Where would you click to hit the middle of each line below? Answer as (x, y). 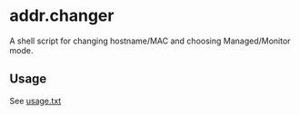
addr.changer (62, 16)
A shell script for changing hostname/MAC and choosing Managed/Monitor (150, 41)
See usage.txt (35, 101)
